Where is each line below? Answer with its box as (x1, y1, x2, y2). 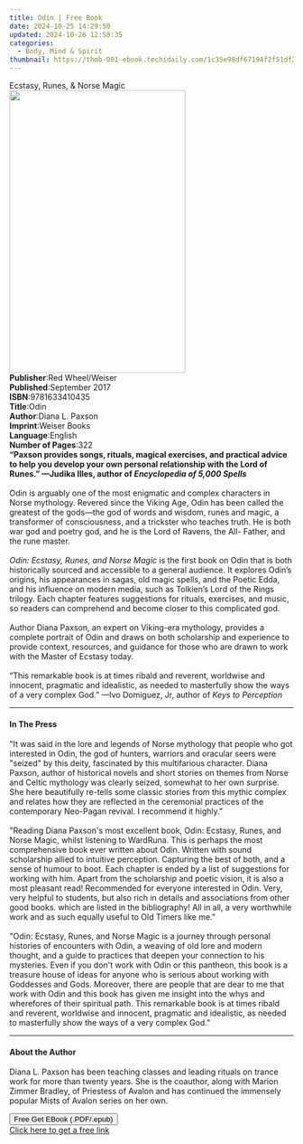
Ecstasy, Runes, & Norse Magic (9, 80, 126, 90)
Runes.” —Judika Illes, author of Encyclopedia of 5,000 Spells (9, 468, 247, 479)
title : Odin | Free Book (9, 13, 103, 23)
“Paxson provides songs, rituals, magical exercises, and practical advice (9, 449, 288, 459)
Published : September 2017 (9, 382, 111, 392)
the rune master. (9, 535, 70, 546)
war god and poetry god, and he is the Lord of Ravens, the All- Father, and (9, 526, 286, 536)
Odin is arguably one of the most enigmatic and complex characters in (9, 487, 271, 498)
